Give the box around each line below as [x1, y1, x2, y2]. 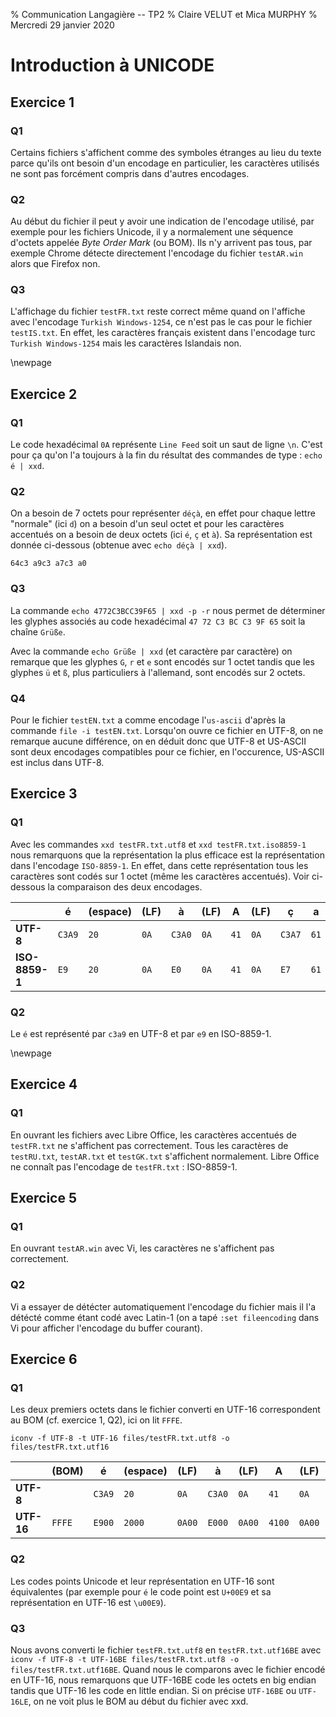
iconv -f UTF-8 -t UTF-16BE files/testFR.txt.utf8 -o [10, 1654, 240, 1664]
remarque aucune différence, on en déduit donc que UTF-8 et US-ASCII [10, 735, 307, 748]
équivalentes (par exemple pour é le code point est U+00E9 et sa [10, 1585, 272, 1598]
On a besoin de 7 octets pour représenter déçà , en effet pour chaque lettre [10, 507, 316, 519]
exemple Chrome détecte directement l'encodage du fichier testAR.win [10, 247, 304, 259]
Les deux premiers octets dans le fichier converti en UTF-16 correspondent [10, 1404, 321, 1416]
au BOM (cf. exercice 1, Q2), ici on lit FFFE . [10, 1414, 183, 1426]
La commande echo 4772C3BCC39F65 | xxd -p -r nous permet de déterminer [10, 604, 326, 616]
